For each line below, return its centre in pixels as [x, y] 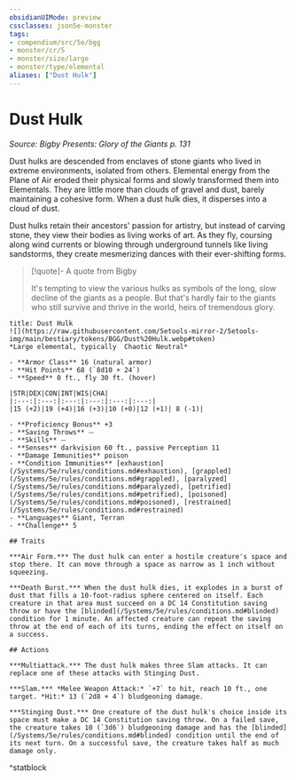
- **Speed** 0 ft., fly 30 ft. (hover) [83, 378]
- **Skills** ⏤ [38, 440]
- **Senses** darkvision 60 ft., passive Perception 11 [114, 448]
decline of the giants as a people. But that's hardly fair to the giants [153, 298]
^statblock [28, 767]
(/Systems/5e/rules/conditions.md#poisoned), [94, 502]
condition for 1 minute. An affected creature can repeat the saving [140, 618]
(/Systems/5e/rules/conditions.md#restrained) [97, 510]
